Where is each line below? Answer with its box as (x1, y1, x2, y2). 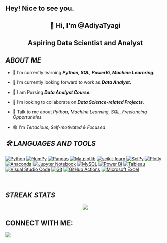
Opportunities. (12, 114, 43, 120)
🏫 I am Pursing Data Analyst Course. (12, 89, 91, 95)
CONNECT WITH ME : (5, 219, 73, 227)
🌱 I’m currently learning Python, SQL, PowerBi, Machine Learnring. (12, 69, 155, 75)
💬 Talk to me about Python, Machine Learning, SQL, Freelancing (12, 109, 147, 115)
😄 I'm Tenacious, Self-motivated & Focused (12, 124, 106, 130)
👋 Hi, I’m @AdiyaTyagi (50, 21, 121, 30)
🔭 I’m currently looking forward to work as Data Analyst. (12, 79, 132, 85)
